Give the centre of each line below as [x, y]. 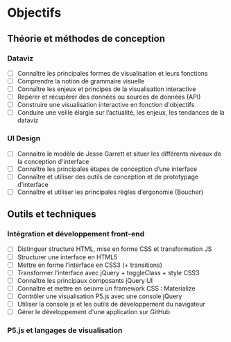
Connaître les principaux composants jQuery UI [85, 280]
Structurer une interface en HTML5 [67, 257]
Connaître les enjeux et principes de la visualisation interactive [106, 89]
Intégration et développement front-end [76, 234]
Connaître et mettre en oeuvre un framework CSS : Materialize [106, 288]
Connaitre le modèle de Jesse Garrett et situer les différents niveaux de [119, 154]
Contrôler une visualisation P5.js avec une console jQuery [100, 296]
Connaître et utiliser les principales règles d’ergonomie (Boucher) [110, 192]
